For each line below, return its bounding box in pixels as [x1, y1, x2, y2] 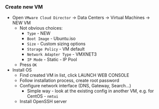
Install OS [12, 67, 32, 73]
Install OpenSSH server [19, 99, 67, 105]
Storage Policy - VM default [27, 46, 85, 52]
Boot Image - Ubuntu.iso [27, 36, 76, 41]
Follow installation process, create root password [19, 77, 120, 83]
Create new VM [5, 3, 43, 10]
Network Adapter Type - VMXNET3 [27, 51, 97, 57]
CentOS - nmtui [27, 93, 59, 99]
